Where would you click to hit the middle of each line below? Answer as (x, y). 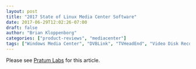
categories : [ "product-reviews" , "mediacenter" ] (66, 38)
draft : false (22, 28)
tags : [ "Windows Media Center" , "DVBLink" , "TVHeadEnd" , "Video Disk (92, 44)
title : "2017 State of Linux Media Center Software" (71, 17)
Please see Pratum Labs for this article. (53, 60)
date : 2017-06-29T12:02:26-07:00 (47, 22)
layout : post (22, 11)
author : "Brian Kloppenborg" (41, 33)
